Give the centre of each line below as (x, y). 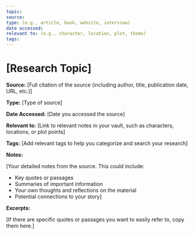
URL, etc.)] (19, 91)
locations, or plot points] (36, 131)
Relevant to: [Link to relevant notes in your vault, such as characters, (90, 125)
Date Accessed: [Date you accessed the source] (65, 114)
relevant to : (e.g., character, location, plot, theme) (76, 34)
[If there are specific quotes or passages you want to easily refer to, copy (95, 219)
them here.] (20, 226)
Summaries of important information (59, 184)
